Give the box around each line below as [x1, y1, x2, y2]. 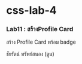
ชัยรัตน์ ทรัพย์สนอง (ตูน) [6, 50, 55, 57]
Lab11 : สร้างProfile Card [6, 25, 74, 33]
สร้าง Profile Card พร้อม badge [6, 38, 76, 45]
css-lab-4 [6, 4, 57, 17]
